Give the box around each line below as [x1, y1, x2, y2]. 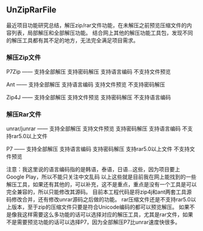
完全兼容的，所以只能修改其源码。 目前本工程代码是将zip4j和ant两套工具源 [6, 188, 192, 195]
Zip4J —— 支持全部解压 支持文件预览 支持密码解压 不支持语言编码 [6, 93, 171, 101]
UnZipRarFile [6, 5, 57, 15]
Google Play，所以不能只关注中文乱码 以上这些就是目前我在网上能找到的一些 [6, 173, 197, 180]
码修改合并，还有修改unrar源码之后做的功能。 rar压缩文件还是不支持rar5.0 [6, 196, 192, 203]
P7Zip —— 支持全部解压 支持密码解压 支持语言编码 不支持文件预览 [6, 68, 171, 75]
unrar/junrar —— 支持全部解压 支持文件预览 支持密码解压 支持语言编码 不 [6, 125, 188, 132]
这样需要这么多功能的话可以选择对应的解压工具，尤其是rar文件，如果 [22, 211, 193, 218]
